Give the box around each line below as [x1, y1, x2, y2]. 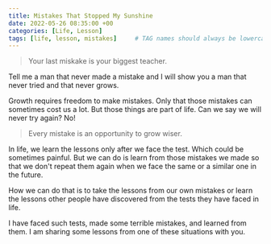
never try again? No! [8, 114, 77, 123]
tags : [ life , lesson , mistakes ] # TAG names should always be [8, 34, 236, 43]
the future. [8, 170, 44, 180]
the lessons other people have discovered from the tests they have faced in [8, 194, 260, 204]
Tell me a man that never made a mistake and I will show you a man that [8, 72, 248, 81]
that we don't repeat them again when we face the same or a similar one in [8, 162, 256, 172]
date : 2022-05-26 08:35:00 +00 [8, 19, 114, 27]
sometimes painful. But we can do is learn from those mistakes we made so [8, 153, 260, 163]
